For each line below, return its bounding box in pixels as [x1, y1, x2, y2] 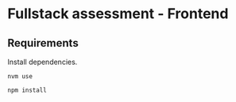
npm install [7, 86, 47, 94]
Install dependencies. [7, 57, 78, 66]
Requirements [7, 36, 79, 50]
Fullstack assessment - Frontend [7, 5, 229, 23]
